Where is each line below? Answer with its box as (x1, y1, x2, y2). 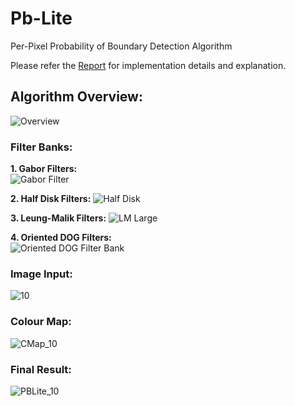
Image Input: (10, 267, 73, 281)
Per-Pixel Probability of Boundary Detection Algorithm (10, 40, 233, 52)
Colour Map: (10, 315, 72, 329)
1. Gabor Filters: (10, 163, 78, 175)
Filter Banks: (10, 140, 73, 154)
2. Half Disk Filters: (10, 193, 92, 205)
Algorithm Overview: (10, 88, 143, 106)
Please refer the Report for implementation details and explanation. (10, 59, 287, 71)
